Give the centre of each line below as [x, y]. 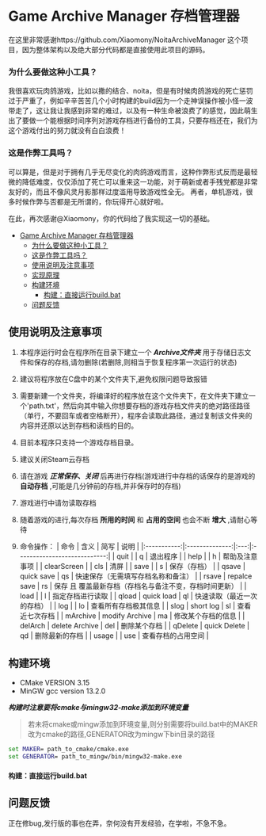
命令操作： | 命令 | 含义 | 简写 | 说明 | [80, 547]
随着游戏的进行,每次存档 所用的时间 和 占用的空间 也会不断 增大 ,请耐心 [135, 520]
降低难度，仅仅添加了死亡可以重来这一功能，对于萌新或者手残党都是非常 [140, 181]
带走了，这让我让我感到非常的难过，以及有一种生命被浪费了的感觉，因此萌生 [133, 111]
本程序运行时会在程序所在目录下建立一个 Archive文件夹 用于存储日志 [132, 353]
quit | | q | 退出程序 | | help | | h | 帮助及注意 [187, 556]
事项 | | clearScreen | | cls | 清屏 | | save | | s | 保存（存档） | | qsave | [132, 567]
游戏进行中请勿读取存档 [58, 503]
